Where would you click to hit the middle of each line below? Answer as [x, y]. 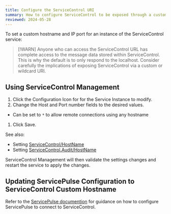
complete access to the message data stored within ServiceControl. [89, 55]
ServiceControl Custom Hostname [61, 189]
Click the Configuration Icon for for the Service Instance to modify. [82, 100]
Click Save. [24, 125]
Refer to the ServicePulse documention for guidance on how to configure [82, 201]
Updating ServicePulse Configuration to [70, 181]
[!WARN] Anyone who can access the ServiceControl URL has [83, 50]
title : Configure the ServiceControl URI [50, 10]
